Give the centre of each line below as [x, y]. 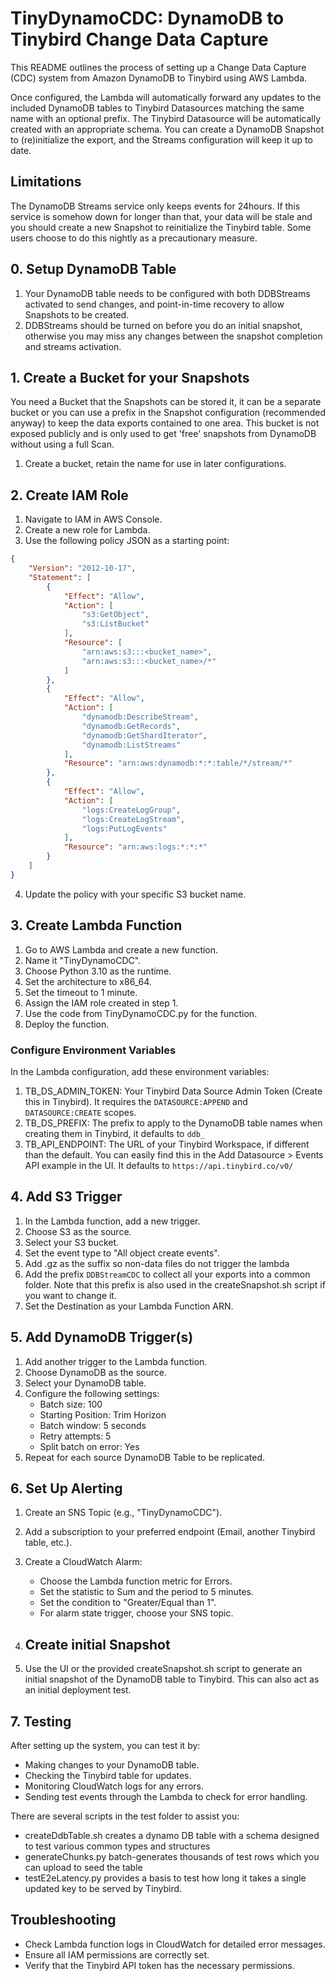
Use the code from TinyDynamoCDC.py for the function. [141, 1013]
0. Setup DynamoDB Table [93, 269]
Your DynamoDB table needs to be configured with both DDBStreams [167, 293]
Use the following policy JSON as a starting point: [127, 541]
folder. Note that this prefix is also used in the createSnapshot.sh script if [175, 1284]
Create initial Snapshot [97, 1644]
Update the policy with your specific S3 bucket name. [135, 894]
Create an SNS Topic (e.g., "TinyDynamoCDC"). [123, 1513]
